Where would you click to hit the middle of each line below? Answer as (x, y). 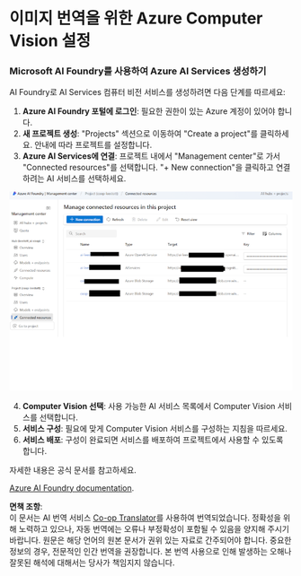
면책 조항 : (26, 506)
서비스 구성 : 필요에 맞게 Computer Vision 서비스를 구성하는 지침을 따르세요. (155, 428)
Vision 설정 (50, 41)
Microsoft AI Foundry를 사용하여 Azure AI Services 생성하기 (138, 71)
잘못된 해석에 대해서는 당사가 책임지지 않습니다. (92, 563)
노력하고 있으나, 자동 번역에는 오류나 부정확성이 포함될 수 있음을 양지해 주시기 (154, 528)
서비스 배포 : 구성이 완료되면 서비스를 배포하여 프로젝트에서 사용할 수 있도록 (153, 440)
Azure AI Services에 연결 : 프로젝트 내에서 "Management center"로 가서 (151, 156)
